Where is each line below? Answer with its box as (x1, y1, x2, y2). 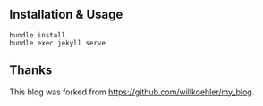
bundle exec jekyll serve (9, 38, 106, 47)
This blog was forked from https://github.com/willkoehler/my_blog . (9, 86, 255, 97)
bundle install (9, 30, 66, 39)
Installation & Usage (9, 7, 123, 22)
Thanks (9, 62, 53, 78)
